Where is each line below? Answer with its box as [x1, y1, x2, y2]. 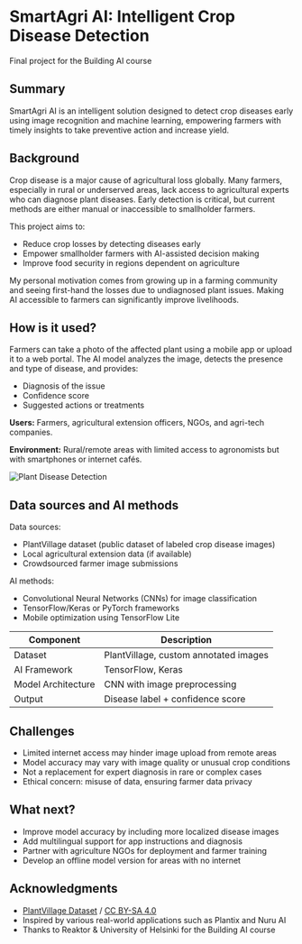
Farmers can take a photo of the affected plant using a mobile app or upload [9, 344, 293, 355]
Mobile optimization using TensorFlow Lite [22, 612, 180, 623]
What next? [9, 802, 76, 818]
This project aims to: [9, 221, 86, 232]
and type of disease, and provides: [9, 363, 139, 374]
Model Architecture [14, 678, 96, 691]
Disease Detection [9, 25, 151, 46]
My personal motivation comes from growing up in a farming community [9, 275, 278, 286]
